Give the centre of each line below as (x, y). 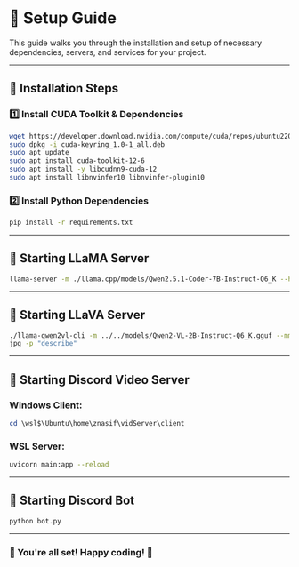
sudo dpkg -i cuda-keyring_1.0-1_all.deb (87, 144)
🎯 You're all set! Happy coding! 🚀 (81, 552)
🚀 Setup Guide (63, 18)
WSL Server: (37, 446)
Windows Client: (46, 405)
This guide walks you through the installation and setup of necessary (136, 43)
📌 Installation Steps (64, 88)
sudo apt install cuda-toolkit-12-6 (77, 161)
